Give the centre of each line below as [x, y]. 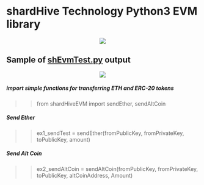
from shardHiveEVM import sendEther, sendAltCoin [101, 103]
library [24, 24]
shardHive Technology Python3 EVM [102, 11]
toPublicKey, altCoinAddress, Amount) [85, 175]
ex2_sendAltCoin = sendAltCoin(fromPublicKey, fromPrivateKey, [117, 169]
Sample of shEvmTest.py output [69, 60]
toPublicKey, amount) [63, 139]
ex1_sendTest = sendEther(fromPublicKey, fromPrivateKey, [110, 133]
